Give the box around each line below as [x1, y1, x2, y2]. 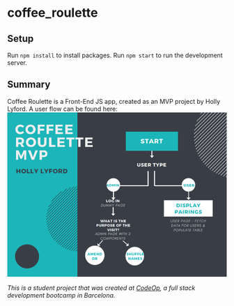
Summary [7, 79, 51, 91]
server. [7, 59, 28, 67]
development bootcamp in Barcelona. [7, 291, 116, 299]
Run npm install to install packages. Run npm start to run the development [7, 51, 223, 59]
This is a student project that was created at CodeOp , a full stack [7, 284, 196, 292]
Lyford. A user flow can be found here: [7, 105, 118, 113]
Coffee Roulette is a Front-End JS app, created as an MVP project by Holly [7, 97, 221, 105]
